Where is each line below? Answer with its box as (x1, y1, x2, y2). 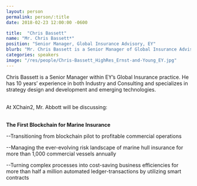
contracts (6, 174, 29, 181)
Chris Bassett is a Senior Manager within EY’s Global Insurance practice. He (6, 73, 189, 80)
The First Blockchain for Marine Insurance (6, 121, 111, 128)
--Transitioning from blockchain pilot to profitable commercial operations (6, 133, 182, 140)
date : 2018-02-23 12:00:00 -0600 (6, 19, 88, 25)
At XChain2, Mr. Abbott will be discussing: (6, 103, 107, 110)
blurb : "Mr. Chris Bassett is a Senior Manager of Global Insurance (6, 46, 177, 53)
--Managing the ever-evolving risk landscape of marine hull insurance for (6, 144, 184, 151)
